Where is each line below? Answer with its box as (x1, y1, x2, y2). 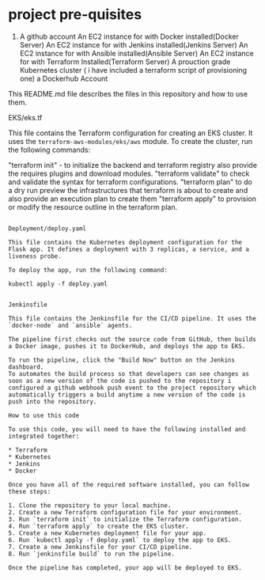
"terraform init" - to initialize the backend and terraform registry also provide (8, 160, 257, 169)
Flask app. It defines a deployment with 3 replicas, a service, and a (8, 245, 249, 253)
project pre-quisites (8, 6, 142, 24)
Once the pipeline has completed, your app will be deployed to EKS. (8, 563, 243, 571)
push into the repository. (8, 397, 97, 405)
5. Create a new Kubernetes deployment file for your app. (8, 529, 207, 537)
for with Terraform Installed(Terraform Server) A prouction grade (19, 57, 231, 66)
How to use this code (8, 411, 80, 419)
